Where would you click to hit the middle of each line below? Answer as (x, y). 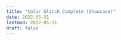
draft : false (22, 28)
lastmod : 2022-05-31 (32, 22)
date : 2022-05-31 (28, 17)
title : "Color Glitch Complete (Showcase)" (61, 11)
